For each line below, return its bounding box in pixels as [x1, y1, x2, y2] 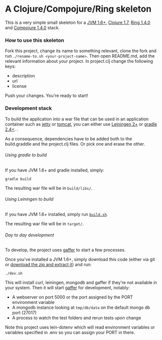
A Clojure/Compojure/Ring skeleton [5, 3, 152, 15]
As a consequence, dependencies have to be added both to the [5, 135, 132, 142]
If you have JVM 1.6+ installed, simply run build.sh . [5, 211, 108, 217]
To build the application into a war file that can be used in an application [5, 116, 149, 122]
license [12, 83, 27, 89]
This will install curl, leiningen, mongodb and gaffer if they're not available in [5, 280, 158, 285]
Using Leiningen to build [5, 196, 54, 202]
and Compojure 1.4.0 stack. [5, 24, 60, 30]
